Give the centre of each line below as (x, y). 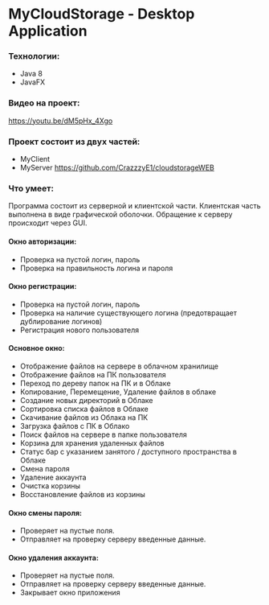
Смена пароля (45, 468)
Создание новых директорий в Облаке (86, 400)
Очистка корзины (50, 486)
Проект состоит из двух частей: (74, 142)
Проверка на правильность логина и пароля (96, 268)
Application (48, 31)
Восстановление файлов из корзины (83, 494)
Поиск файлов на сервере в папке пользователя (103, 434)
